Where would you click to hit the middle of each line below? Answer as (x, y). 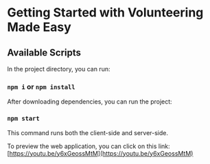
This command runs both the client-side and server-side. (88, 132)
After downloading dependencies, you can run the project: (90, 102)
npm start (23, 119)
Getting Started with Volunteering (105, 13)
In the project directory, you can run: (59, 69)
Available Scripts (44, 52)
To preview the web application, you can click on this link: (89, 146)
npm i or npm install (41, 86)
